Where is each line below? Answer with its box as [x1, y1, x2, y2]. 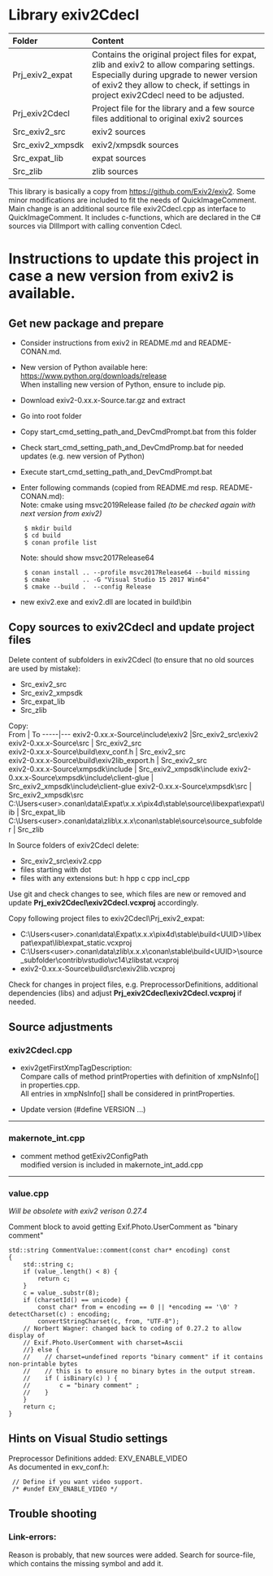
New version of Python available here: [19, 362, 148, 371]
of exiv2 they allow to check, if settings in [92, 79, 250, 90]
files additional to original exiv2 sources [92, 112, 244, 124]
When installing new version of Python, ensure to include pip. [19, 380, 226, 389]
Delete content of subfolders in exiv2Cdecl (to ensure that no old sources [8, 654, 254, 664]
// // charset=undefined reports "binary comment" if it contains [23, 1353, 264, 1361]
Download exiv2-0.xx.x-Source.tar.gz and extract [19, 395, 186, 405]
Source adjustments [8, 1020, 114, 1034]
